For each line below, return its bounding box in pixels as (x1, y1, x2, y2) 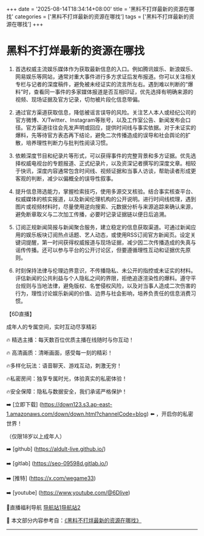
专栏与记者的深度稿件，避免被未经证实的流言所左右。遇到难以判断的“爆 (15, 80, 193, 88)
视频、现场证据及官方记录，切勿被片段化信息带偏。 (15, 96, 143, 103)
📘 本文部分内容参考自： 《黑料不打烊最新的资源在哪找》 (6, 517, 142, 524)
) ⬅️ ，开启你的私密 (146, 410, 194, 417)
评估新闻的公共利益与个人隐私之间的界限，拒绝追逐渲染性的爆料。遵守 (15, 274, 191, 282)
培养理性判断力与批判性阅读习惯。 (25, 139, 111, 146)
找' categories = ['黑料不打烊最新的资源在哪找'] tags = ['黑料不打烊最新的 (6, 13, 189, 20)
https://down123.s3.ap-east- (41, 400, 112, 408)
